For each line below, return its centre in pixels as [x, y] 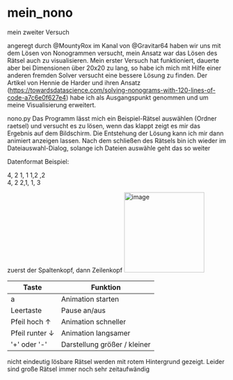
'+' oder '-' [29, 344]
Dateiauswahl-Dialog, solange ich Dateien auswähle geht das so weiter [109, 148]
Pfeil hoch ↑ [31, 321]
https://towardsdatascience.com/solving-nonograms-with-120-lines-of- [112, 90]
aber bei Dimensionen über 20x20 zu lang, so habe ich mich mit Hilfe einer [114, 68]
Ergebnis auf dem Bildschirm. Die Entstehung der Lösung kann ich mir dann [115, 133]
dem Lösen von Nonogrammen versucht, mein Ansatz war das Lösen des [112, 53]
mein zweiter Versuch [38, 32]
